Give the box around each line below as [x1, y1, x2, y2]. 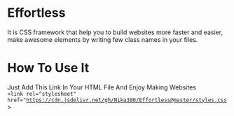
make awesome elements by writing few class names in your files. [7, 35, 198, 43]
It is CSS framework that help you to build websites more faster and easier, [7, 28, 223, 36]
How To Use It [7, 60, 90, 76]
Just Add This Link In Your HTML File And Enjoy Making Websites [7, 82, 196, 92]
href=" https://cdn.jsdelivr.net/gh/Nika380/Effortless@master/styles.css [7, 96, 228, 103]
